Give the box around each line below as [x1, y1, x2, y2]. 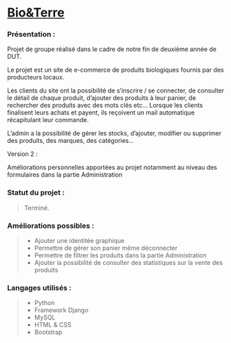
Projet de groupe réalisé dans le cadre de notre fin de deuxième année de [7, 45, 217, 53]
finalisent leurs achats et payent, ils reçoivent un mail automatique [7, 108, 195, 117]
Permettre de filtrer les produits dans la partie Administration [34, 251, 207, 259]
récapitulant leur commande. [7, 116, 89, 124]
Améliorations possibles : [7, 221, 94, 231]
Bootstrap [34, 328, 63, 336]
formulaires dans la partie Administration [7, 170, 123, 179]
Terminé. [23, 204, 50, 212]
